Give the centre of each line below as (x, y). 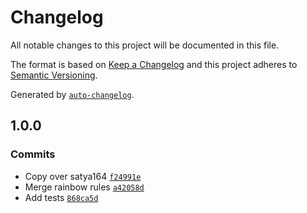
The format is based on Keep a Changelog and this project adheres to (154, 64)
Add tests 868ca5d (61, 197)
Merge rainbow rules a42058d (84, 187)
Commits (33, 154)
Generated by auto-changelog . (72, 94)
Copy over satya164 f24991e (83, 176)
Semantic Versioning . (54, 75)
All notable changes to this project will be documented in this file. (145, 45)
